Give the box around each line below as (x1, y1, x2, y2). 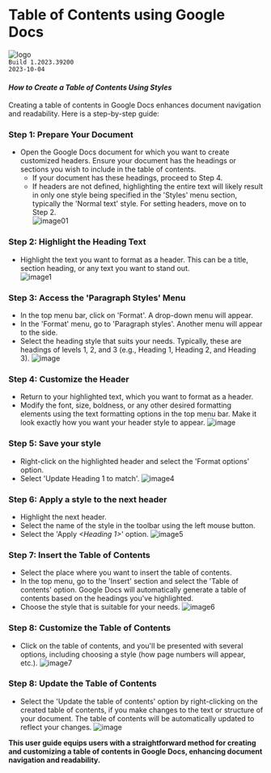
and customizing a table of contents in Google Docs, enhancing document (8, 746, 263, 756)
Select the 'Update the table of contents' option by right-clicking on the (19, 696, 259, 706)
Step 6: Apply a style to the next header (8, 493, 167, 505)
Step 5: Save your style (8, 438, 101, 450)
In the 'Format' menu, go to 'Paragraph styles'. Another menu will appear (19, 319, 263, 329)
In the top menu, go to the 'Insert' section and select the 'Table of (19, 577, 239, 586)
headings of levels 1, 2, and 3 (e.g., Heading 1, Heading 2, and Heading (19, 345, 256, 355)
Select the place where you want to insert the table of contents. (19, 568, 232, 577)
